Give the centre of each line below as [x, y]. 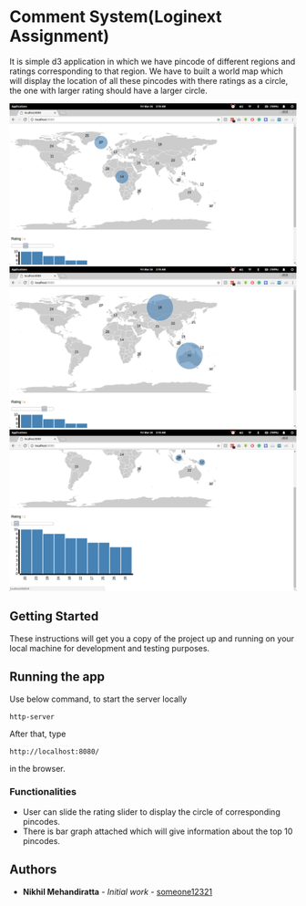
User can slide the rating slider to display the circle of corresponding [151, 812]
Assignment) [60, 36]
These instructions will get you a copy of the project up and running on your [152, 638]
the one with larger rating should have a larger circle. [108, 90]
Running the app [57, 677]
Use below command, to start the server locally [98, 699]
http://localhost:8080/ [55, 751]
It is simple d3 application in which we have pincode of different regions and [153, 61]
